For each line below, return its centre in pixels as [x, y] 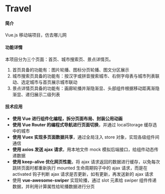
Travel [18, 9]
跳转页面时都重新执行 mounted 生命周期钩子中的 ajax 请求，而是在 [80, 168]
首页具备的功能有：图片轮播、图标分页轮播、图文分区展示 [71, 70]
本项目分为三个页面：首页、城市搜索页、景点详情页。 [59, 59]
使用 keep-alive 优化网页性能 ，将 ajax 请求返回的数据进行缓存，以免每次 [86, 161]
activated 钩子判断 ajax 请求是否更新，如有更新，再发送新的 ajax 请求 [83, 174]
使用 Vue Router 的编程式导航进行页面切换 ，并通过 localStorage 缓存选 [84, 124]
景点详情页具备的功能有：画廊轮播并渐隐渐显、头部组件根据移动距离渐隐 [86, 88]
